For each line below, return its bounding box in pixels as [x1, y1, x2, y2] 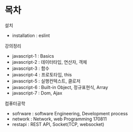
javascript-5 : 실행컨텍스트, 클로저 [12, 78, 81, 84]
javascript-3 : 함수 [12, 65, 50, 71]
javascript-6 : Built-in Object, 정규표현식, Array [12, 84, 109, 90]
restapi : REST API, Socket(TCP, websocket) [12, 121, 105, 127]
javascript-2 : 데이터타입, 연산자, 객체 [12, 59, 87, 65]
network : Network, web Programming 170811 [12, 116, 107, 122]
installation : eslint [12, 32, 50, 38]
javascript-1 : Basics [12, 53, 54, 59]
